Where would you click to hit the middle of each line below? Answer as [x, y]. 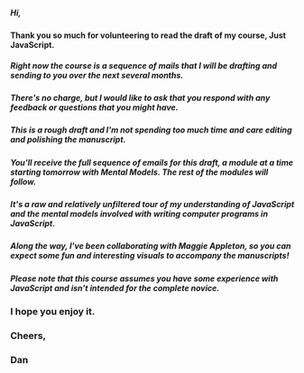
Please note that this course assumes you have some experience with [144, 278]
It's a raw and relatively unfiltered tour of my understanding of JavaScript [152, 205]
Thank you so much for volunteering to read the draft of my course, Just [148, 35]
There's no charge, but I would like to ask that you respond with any [140, 97]
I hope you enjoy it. [53, 312]
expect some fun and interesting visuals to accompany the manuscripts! [150, 256]
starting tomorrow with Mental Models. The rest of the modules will [139, 172]
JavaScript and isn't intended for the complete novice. [115, 287]
